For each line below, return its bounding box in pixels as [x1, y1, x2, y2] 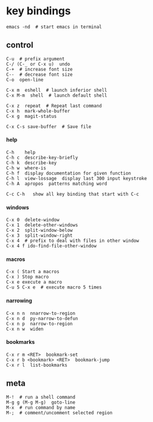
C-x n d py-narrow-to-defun [6, 315, 78, 321]
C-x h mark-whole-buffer [6, 108, 70, 114]
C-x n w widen [6, 326, 44, 332]
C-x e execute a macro [6, 279, 62, 286]
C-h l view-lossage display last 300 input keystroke [6, 175, 147, 181]
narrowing [6, 297, 33, 304]
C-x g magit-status [6, 113, 58, 119]
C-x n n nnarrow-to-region [6, 310, 76, 316]
